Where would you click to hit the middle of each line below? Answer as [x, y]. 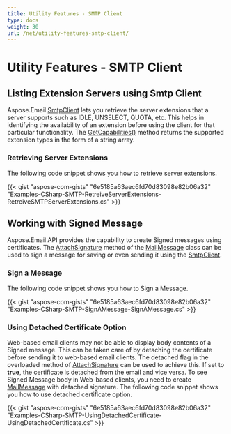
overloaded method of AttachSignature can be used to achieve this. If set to [116, 364]
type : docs [23, 20]
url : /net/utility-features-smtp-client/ [68, 33]
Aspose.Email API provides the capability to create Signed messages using [114, 240]
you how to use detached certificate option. [70, 394]
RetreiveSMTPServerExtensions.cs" [58, 201]
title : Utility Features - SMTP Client [65, 14]
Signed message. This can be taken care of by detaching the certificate [110, 350]
